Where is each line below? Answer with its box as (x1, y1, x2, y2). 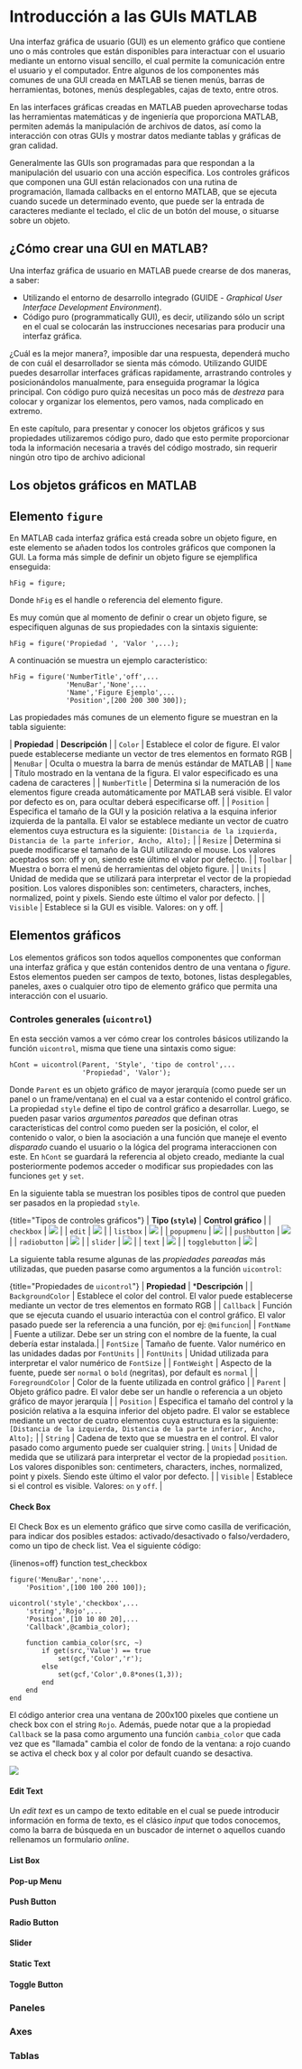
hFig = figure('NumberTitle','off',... (9, 672, 160, 681)
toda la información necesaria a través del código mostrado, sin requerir (9, 442, 278, 453)
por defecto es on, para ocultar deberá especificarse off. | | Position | (9, 796, 270, 807)
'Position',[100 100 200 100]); (25, 1584, 147, 1593)
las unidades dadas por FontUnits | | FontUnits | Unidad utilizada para (9, 1348, 269, 1359)
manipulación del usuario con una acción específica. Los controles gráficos (9, 167, 290, 178)
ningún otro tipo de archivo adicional (9, 451, 146, 462)
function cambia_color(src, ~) (25, 1639, 143, 1648)
